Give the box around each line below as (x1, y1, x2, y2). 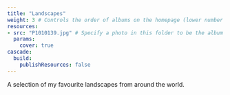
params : (13, 36, 36, 43)
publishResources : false (19, 61, 91, 68)
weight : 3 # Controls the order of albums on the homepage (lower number (7, 17, 224, 23)
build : (13, 55, 32, 62)
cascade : (7, 49, 32, 56)
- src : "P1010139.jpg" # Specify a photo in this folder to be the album (7, 29, 224, 36)
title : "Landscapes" (7, 10, 67, 17)
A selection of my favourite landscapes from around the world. (7, 80, 185, 88)
